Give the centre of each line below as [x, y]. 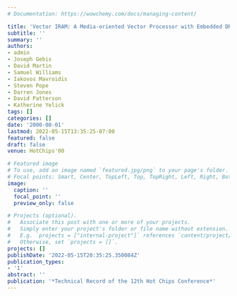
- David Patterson [34, 99]
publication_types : [36, 261]
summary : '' [25, 39]
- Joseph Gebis [30, 60]
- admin [19, 53]
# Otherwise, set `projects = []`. [63, 242]
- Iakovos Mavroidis [38, 79]
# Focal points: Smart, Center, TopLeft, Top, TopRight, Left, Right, [113, 177]
